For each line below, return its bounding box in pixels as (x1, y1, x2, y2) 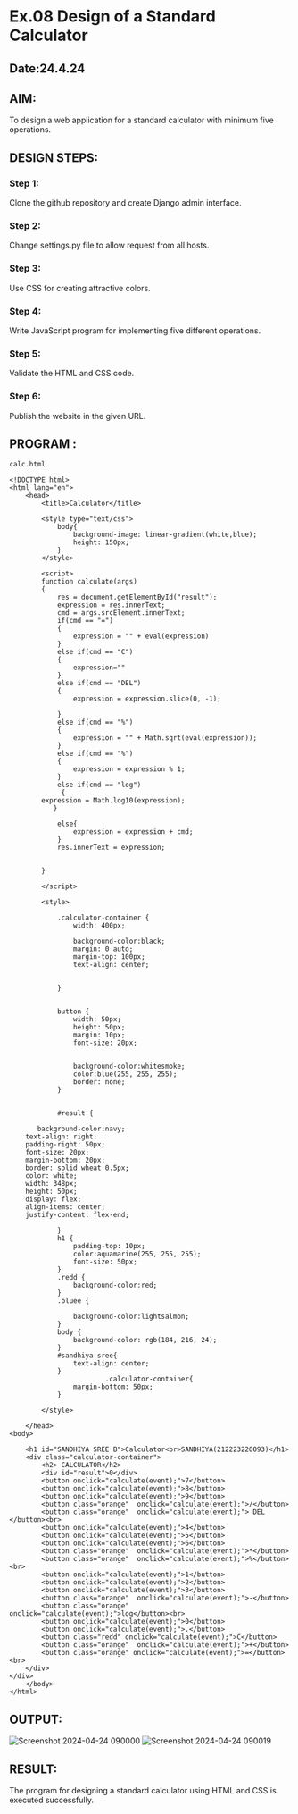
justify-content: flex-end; (25, 1211, 129, 1220)
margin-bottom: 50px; (72, 1382, 153, 1391)
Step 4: (9, 305, 42, 317)
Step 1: (9, 177, 39, 189)
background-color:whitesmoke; (72, 1062, 186, 1071)
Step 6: (9, 391, 42, 403)
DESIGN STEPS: (9, 150, 99, 165)
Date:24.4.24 (9, 61, 86, 76)
